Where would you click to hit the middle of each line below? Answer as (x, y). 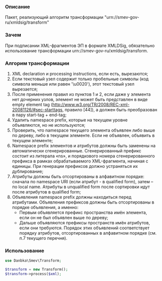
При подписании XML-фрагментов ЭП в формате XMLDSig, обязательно (80, 45)
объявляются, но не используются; (49, 125)
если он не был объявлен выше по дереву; (64, 217)
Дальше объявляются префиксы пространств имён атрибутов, (84, 222)
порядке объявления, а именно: (45, 207)
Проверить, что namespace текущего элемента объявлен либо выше (84, 130)
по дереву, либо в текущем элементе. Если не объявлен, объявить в (83, 135)
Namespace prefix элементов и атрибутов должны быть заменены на (84, 146)
